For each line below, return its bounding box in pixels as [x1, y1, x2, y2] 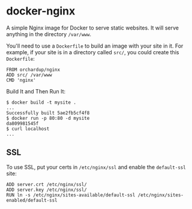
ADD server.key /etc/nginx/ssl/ [6, 187, 87, 193]
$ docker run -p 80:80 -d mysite [6, 115, 90, 121]
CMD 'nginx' [6, 77, 36, 83]
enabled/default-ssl [6, 197, 58, 203]
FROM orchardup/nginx [6, 66, 61, 73]
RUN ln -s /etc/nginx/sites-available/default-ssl [6, 192, 136, 198]
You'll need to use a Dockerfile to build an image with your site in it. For [6, 42, 184, 49]
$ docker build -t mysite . [6, 99, 77, 105]
